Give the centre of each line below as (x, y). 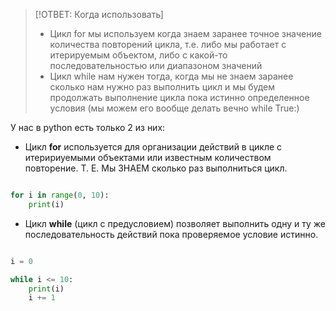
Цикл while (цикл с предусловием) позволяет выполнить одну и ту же (175, 223)
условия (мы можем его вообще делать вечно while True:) (174, 108)
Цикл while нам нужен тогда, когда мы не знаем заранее (171, 76)
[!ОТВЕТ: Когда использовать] (99, 14)
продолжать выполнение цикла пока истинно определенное (179, 97)
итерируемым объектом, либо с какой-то (138, 55)
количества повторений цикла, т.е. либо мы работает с (168, 44)
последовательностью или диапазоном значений (156, 65)
